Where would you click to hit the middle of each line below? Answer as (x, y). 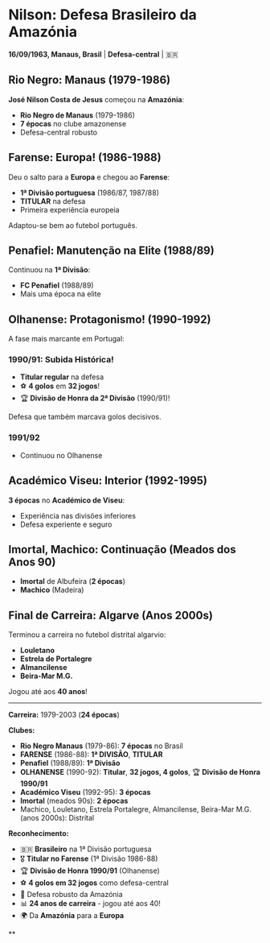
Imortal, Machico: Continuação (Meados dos (122, 549)
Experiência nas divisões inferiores (78, 515)
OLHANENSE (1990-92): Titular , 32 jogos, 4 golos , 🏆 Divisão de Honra (140, 772)
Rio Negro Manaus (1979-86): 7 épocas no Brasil (101, 746)
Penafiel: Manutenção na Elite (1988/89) (111, 250)
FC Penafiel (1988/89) (57, 285)
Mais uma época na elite (61, 294)
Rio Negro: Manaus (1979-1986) (90, 80)
